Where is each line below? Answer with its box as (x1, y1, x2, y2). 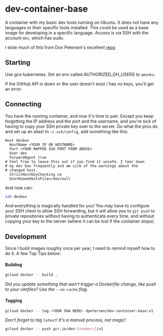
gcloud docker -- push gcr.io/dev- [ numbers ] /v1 (5, 327, 104, 332)
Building (5, 262, 22, 267)
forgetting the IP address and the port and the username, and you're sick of (5, 118, 157, 124)
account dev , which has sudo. (5, 35, 65, 41)
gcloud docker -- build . (5, 272, 57, 278)
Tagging (5, 298, 22, 303)
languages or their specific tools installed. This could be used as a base (5, 24, 149, 30)
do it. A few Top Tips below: (5, 250, 61, 256)
